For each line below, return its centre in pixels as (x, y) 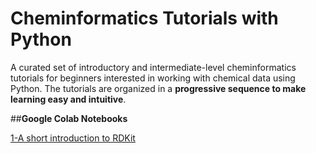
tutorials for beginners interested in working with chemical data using (153, 78)
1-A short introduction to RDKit (73, 138)
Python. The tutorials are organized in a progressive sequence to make (158, 88)
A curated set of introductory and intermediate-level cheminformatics (153, 67)
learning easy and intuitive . (68, 99)
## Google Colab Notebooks (69, 118)
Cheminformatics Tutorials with (144, 18)
